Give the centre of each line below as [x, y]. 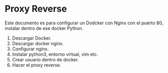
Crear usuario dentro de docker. [45, 59]
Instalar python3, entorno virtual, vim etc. [55, 54]
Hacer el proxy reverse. [36, 65]
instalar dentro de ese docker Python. [44, 28]
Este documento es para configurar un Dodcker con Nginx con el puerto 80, [84, 23]
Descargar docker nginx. [38, 43]
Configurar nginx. [30, 49]
